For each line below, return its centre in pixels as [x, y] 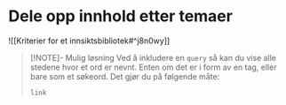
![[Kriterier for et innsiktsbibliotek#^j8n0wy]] [89, 41]
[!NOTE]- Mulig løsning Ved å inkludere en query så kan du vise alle [153, 57]
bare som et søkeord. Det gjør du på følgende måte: [125, 76]
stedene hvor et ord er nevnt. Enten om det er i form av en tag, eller [153, 67]
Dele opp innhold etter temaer [120, 16]
